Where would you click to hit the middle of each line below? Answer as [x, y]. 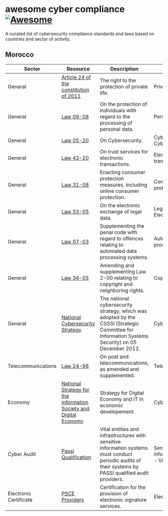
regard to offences [121, 238]
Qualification [76, 457]
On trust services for [124, 151]
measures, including [123, 184]
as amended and [119, 369]
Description [124, 68]
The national [114, 298]
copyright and [116, 284]
